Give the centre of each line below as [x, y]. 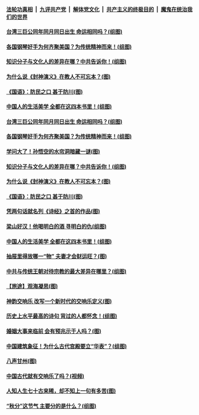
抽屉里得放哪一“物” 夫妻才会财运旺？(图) [57, 257]
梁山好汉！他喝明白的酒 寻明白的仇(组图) [56, 226]
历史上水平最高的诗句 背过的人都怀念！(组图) [62, 316]
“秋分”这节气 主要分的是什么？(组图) [51, 406]
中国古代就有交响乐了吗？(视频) [45, 376]
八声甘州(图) [22, 361]
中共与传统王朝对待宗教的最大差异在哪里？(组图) [66, 271]
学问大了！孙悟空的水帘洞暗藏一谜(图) [53, 151]
